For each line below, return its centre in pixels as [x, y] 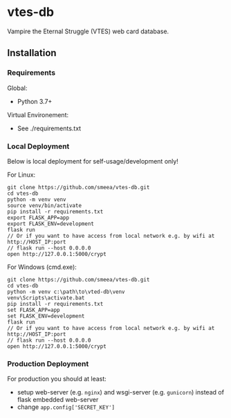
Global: [17, 88]
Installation [32, 53]
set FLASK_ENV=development [46, 316]
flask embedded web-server [58, 400]
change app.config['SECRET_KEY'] [66, 407]
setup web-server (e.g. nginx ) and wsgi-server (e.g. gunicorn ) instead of [121, 392]
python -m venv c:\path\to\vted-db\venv [66, 292]
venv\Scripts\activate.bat [46, 298]
